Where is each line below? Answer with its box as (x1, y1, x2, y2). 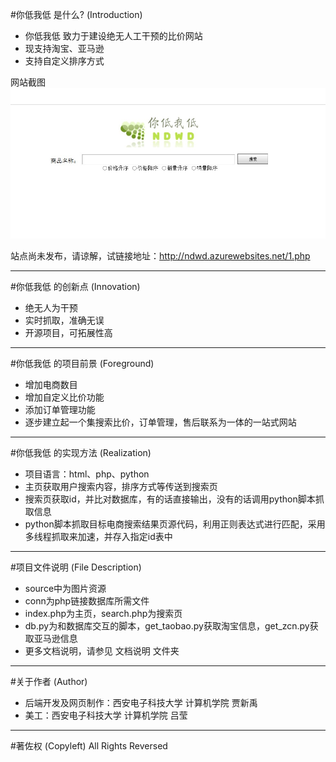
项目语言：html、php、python (24, 468, 150, 480)
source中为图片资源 (24, 582, 107, 594)
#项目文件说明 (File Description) (10, 561, 142, 573)
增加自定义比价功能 (24, 391, 105, 403)
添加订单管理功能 (24, 403, 96, 415)
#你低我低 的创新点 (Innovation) (10, 280, 141, 292)
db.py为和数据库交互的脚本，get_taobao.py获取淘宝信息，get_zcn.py (24, 619, 310, 632)
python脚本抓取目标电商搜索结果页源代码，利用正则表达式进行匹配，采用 (24, 518, 326, 530)
